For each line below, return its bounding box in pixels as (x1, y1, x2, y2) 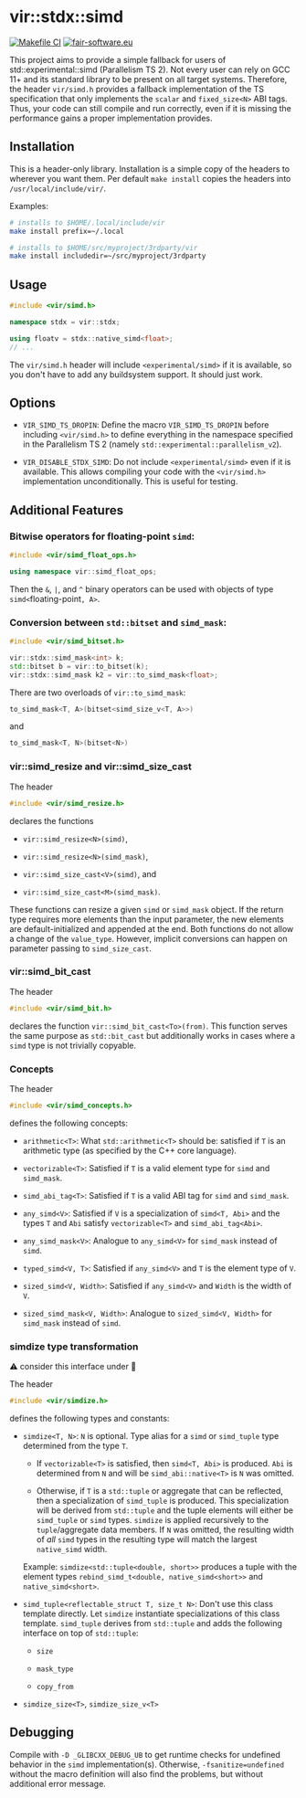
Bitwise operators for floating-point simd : (9, 530, 195, 543)
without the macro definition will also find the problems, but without (9, 1768, 263, 1779)
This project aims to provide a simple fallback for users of (9, 54, 227, 65)
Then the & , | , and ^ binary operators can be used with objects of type (9, 583, 274, 595)
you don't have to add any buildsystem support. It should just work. (9, 368, 263, 380)
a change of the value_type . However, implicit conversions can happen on (9, 933, 288, 944)
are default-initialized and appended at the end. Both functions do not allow (9, 923, 294, 934)
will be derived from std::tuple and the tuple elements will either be (36, 1505, 294, 1516)
